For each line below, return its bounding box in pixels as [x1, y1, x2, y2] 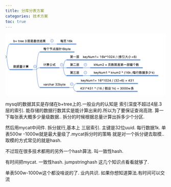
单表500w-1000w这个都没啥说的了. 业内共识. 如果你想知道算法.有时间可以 [5, 170, 161, 176]
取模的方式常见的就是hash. [5, 137, 62, 143]
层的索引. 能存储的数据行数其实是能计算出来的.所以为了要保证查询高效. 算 [5, 107, 159, 113]
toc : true [5, 19, 27, 24]
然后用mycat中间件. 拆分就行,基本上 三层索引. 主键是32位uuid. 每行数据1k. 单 [5, 124, 166, 130]
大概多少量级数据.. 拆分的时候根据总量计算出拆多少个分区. [22, 114, 145, 120]
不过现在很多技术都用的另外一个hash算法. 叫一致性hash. [5, 148, 124, 154]
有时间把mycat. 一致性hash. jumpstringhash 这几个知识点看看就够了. [5, 158, 149, 165]
